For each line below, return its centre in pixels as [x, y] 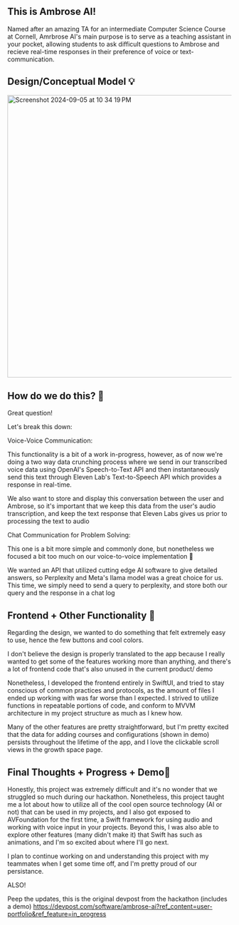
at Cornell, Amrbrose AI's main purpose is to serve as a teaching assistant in [119, 36]
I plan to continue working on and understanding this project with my [108, 856]
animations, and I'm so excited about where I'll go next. [88, 842]
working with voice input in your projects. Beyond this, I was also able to [113, 827]
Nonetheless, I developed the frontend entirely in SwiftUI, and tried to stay [116, 683]
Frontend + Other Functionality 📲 [81, 615]
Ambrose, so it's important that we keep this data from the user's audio [112, 506]
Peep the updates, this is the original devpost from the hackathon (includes [117, 899]
